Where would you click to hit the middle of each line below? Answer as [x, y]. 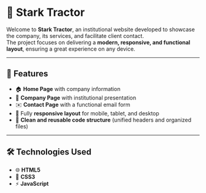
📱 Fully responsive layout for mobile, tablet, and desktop [87, 113]
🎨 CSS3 [25, 177]
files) [22, 126]
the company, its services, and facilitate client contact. [75, 35]
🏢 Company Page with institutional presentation [76, 98]
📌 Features [27, 74]
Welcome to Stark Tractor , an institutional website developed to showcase [101, 29]
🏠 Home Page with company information [68, 89]
